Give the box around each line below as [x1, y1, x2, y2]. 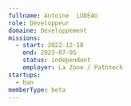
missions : [8, 33, 42, 42]
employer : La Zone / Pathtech [22, 64, 124, 72]
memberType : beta [8, 85, 66, 94]
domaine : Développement [8, 26, 88, 34]
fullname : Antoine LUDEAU [8, 11, 98, 20]
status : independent [22, 57, 91, 65]
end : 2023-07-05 [22, 49, 77, 57]
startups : [8, 71, 42, 79]
